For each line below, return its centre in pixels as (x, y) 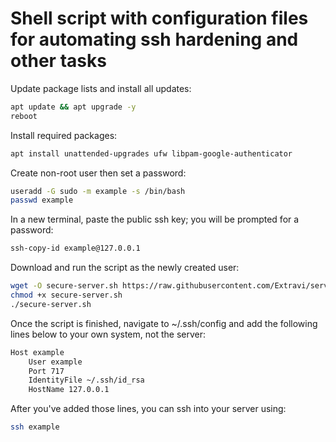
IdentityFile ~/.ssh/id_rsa (86, 380)
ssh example (35, 427)
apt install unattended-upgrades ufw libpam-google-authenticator (151, 153)
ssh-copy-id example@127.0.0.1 (75, 248)
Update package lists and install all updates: (101, 88)
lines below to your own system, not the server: (108, 334)
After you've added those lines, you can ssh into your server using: (148, 409)
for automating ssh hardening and (154, 39)
